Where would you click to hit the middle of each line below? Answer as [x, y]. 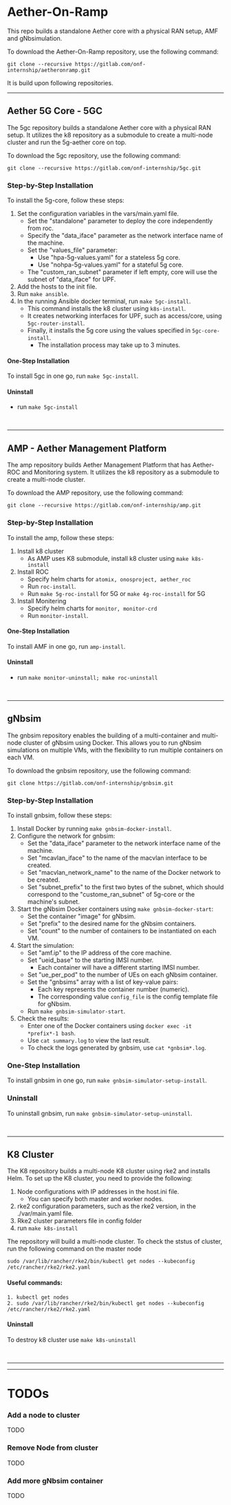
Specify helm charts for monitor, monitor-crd [92, 608]
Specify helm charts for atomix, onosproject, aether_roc [109, 579]
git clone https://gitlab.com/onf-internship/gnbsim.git [90, 783]
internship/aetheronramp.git [49, 70]
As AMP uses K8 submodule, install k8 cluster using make [108, 558]
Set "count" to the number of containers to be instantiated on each [122, 931]
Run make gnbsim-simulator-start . [76, 1012]
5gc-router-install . [56, 323]
